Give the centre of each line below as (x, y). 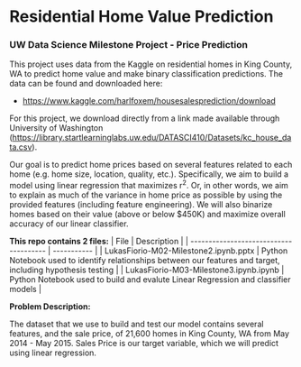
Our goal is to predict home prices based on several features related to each (151, 165)
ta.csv (21, 147)
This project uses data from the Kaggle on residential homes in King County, (151, 64)
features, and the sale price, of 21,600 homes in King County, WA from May (150, 334)
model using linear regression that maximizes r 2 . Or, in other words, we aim (149, 185)
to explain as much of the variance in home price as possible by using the (146, 195)
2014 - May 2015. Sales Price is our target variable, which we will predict (144, 344)
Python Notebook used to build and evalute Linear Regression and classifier (150, 280)
